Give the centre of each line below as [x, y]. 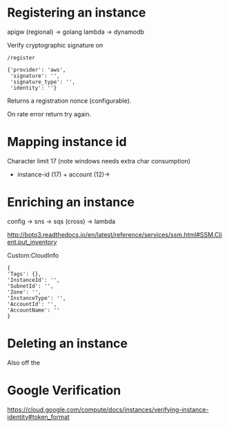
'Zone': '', [24, 292]
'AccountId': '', [32, 304]
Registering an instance [77, 13]
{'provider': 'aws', [37, 70]
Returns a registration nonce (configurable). [69, 101]
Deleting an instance [68, 343]
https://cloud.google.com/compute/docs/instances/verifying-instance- [108, 409]
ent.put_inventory [32, 242]
